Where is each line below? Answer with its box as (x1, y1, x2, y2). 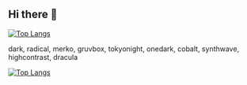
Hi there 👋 (8, 8, 58, 21)
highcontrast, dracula (8, 52, 78, 61)
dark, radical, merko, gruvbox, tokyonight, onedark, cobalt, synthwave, (8, 44, 240, 54)
